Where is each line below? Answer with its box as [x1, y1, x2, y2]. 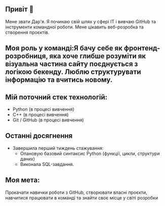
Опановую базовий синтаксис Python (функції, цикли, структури [20, 150, 160, 156]
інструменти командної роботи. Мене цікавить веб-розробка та [5, 24, 144, 30]
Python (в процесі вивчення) [12, 106, 74, 112]
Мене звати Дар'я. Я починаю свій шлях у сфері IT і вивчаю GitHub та [5, 18, 156, 24]
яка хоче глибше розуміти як [49, 52, 146, 61]
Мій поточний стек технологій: [5, 93, 108, 101]
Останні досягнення [5, 132, 73, 140]
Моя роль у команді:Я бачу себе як [5, 44, 122, 53]
